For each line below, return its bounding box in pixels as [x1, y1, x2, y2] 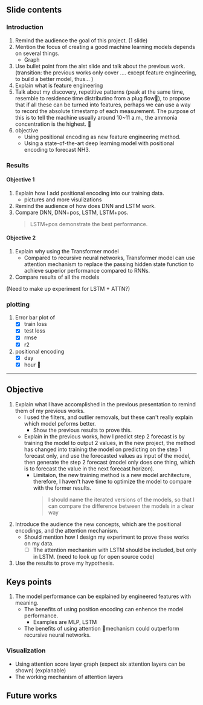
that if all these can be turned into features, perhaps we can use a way [14, 101, 191, 108]
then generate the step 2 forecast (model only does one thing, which [24, 458, 195, 466]
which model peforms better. [24, 420, 96, 427]
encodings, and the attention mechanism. [14, 527, 119, 534]
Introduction [6, 23, 43, 31]
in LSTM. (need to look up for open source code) [33, 553, 155, 560]
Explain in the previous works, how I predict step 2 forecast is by [24, 432, 185, 440]
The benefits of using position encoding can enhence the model [24, 606, 184, 613]
